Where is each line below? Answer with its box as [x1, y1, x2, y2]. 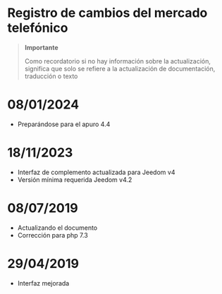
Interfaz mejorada [17, 278, 70, 287]
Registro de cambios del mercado [7, 5, 208, 21]
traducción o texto [24, 72, 78, 80]
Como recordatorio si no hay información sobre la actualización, [24, 56, 211, 65]
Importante [24, 43, 58, 51]
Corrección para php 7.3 [17, 231, 88, 239]
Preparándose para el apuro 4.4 [17, 120, 111, 128]
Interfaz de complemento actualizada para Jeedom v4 [17, 168, 175, 176]
